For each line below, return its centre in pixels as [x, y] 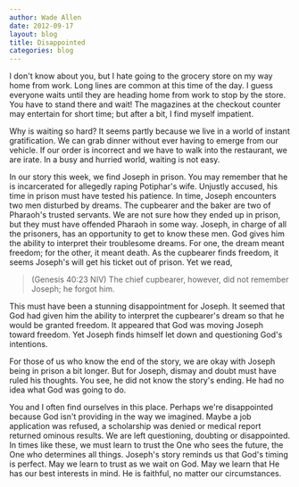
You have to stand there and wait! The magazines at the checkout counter [145, 104]
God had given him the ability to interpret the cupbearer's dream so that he [147, 316]
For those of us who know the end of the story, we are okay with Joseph [142, 361]
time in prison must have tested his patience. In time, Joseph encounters [143, 196]
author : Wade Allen [46, 17]
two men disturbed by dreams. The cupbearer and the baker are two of [140, 205]
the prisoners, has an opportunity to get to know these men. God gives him [147, 234]
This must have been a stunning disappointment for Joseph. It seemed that [147, 306]
